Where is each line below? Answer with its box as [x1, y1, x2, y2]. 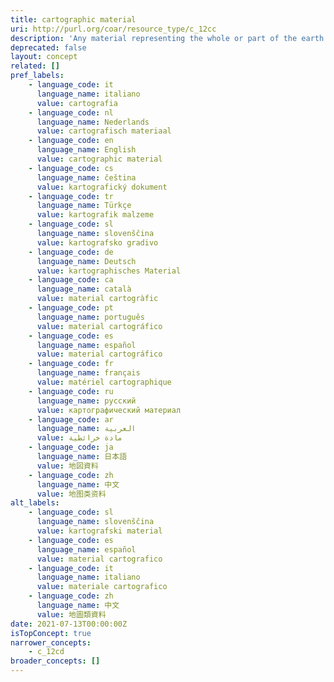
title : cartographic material [10, 14, 137, 25]
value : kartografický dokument [36, 182, 168, 192]
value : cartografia [36, 98, 118, 108]
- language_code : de [28, 247, 114, 257]
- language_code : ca [28, 275, 114, 285]
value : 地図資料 [36, 461, 99, 471]
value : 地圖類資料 [36, 609, 107, 620]
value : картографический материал [36, 405, 182, 415]
